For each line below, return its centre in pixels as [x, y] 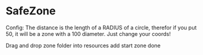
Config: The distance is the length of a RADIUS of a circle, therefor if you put [101, 27]
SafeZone [31, 11]
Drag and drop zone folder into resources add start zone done [83, 45]
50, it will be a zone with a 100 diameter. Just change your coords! [88, 33]
